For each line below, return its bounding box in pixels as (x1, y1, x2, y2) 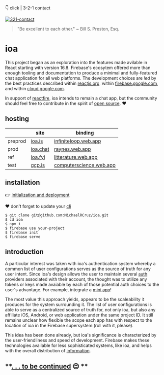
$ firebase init (5, 230, 38, 235)
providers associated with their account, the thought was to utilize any (5, 276, 147, 282)
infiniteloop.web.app (54, 137, 102, 144)
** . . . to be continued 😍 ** (5, 362, 88, 371)
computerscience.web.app (54, 162, 116, 169)
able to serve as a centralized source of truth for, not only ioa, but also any (5, 307, 156, 313)
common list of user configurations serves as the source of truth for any (5, 266, 151, 272)
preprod (7, 137, 26, 144)
